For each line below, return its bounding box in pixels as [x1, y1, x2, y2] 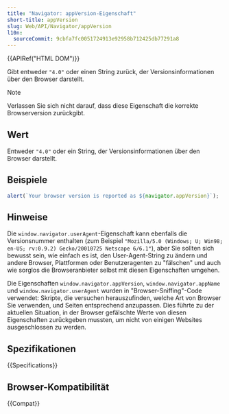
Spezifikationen [7, 343, 77, 354]
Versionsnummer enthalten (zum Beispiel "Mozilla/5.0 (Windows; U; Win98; [7, 237, 224, 245]
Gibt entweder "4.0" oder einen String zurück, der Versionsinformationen [7, 68, 215, 76]
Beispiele [7, 174, 48, 186]
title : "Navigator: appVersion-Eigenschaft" [7, 10, 136, 17]
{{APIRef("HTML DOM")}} [7, 54, 80, 62]
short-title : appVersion [7, 16, 78, 23]
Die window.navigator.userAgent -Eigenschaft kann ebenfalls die [7, 229, 187, 238]
